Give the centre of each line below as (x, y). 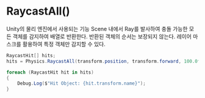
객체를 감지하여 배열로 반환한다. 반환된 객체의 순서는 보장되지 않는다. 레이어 (102, 36)
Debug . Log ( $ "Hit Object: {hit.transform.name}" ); (82, 83)
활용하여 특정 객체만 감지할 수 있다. (64, 44)
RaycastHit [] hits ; (31, 55)
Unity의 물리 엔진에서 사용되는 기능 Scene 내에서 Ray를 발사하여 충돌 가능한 (97, 29)
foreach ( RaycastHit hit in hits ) (50, 72)
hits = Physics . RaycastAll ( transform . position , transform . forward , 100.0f (103, 61)
